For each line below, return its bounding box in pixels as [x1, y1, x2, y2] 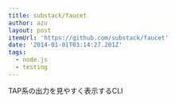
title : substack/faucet [8, 11, 87, 20]
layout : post [8, 26, 52, 34]
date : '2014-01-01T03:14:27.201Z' [8, 41, 123, 49]
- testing [15, 63, 48, 71]
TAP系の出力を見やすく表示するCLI [8, 86, 123, 95]
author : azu [8, 19, 48, 27]
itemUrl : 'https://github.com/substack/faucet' [8, 33, 169, 42]
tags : [8, 48, 26, 56]
